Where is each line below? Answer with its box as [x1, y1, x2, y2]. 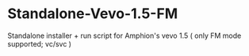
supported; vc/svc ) [7, 39, 72, 48]
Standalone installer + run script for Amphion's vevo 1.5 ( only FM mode [7, 31, 242, 40]
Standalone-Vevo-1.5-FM [7, 5, 178, 23]
